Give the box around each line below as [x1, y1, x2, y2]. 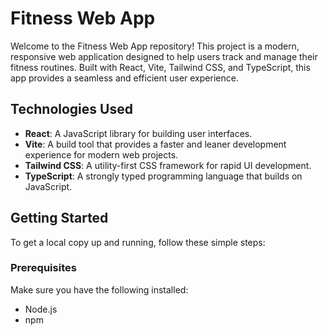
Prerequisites [10, 261, 77, 275]
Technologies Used [10, 101, 133, 118]
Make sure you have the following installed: [10, 283, 189, 296]
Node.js [24, 303, 58, 315]
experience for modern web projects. [24, 148, 179, 161]
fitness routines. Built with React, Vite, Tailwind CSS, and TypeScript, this [10, 61, 311, 73]
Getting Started [10, 210, 109, 227]
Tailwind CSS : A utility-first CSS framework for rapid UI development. [24, 159, 312, 171]
